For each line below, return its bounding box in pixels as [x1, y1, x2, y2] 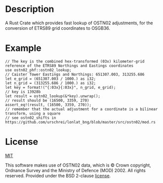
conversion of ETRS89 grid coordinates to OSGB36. [5, 25, 110, 31]
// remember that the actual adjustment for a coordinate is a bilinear [5, 107, 158, 112]
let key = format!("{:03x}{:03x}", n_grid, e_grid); [5, 85, 116, 90]
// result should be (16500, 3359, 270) [5, 98, 90, 103]
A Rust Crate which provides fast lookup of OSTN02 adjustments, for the [5, 20, 153, 26]
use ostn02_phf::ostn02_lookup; [5, 67, 72, 72]
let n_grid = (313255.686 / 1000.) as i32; [5, 80, 96, 85]
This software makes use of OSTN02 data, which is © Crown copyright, [5, 162, 152, 168]
